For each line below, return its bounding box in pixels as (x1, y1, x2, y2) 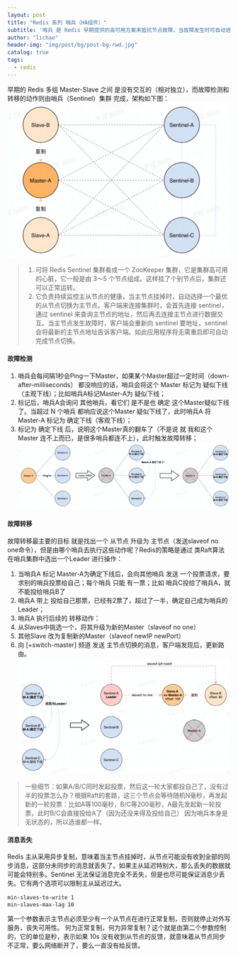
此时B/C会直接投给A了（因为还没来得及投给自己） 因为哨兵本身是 (37, 809, 228, 818)
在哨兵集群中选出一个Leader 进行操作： (7, 554, 123, 563)
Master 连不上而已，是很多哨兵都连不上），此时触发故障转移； (17, 433, 198, 442)
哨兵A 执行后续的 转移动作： (17, 614, 101, 622)
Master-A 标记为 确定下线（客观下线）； (17, 415, 132, 424)
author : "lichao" (7, 34, 59, 41)
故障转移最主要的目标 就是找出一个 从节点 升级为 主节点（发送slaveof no (7, 536, 219, 545)
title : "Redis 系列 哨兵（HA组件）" (7, 18, 108, 26)
